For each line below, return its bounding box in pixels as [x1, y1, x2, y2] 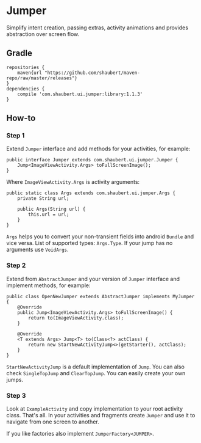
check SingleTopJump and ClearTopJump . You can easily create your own [6, 369, 186, 376]
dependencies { [6, 86, 45, 92]
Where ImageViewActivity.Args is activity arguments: [6, 178, 140, 186]
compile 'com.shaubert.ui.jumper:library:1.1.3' [17, 91, 143, 97]
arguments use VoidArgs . [6, 246, 69, 254]
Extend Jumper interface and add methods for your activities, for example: [6, 145, 191, 153]
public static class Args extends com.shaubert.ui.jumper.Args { [6, 190, 175, 196]
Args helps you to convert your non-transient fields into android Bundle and [6, 233, 194, 240]
